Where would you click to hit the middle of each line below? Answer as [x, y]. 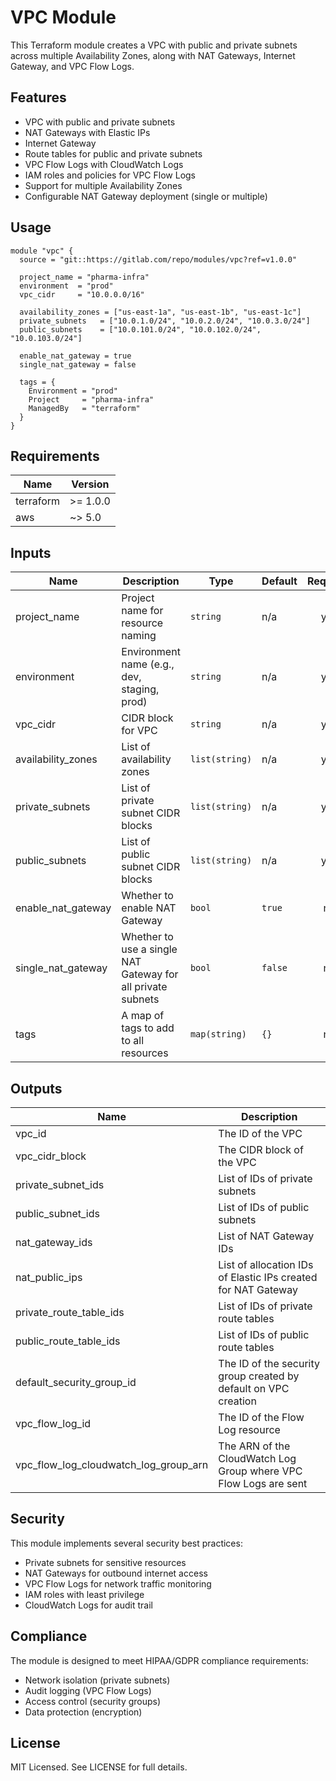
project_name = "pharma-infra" [84, 277]
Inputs [31, 552]
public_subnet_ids [57, 1213]
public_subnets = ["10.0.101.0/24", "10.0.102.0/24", [140, 329]
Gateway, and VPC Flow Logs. [72, 66]
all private [144, 987]
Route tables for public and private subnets [113, 153]
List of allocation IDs [266, 1264]
